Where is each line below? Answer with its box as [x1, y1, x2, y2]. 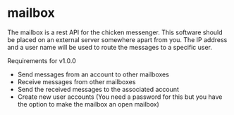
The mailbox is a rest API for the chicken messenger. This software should [7, 28, 223, 36]
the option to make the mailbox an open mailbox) [17, 100, 160, 108]
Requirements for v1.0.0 [7, 56, 76, 65]
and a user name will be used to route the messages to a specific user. [7, 43, 213, 51]
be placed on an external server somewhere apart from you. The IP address [7, 35, 228, 43]
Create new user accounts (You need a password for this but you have [17, 93, 223, 101]
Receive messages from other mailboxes [17, 77, 136, 86]
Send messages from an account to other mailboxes [17, 70, 169, 79]
